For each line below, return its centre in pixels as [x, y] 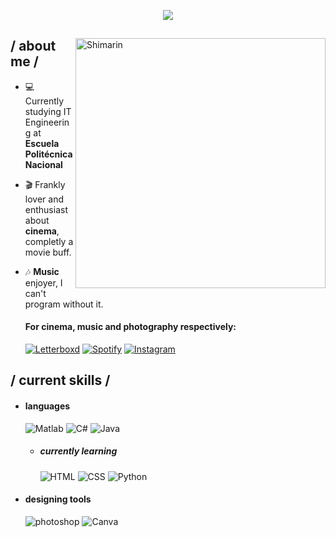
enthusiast [46, 209]
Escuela [42, 143]
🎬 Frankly [45, 184]
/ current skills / [60, 380]
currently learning [78, 451]
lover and [44, 199]
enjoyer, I [43, 282]
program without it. [64, 304]
